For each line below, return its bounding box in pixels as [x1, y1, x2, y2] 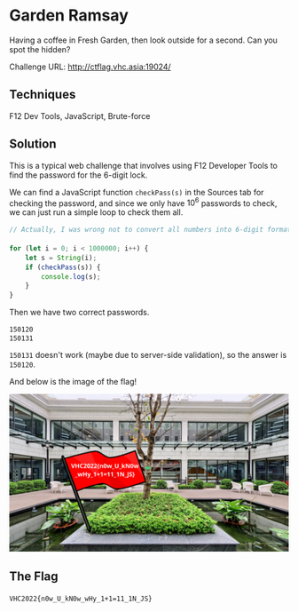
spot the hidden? [9, 44, 71, 54]
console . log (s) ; [41, 272, 101, 281]
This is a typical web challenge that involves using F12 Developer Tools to [9, 160, 278, 171]
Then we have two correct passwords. [9, 307, 150, 318]
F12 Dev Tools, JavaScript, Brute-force [9, 110, 151, 121]
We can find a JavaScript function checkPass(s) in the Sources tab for [9, 187, 264, 197]
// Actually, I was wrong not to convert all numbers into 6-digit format [9, 226, 292, 234]
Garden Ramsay [9, 5, 129, 26]
